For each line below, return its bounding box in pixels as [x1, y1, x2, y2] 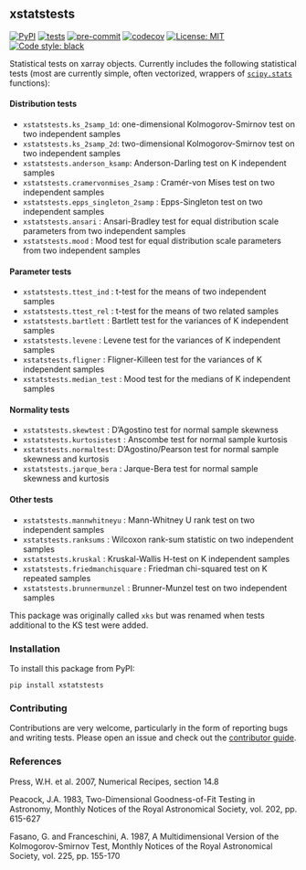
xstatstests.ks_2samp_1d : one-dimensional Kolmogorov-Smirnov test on [22, 119, 295, 130]
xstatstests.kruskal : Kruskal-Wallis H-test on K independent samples [22, 553, 290, 564]
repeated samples [22, 572, 91, 583]
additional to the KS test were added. [9, 620, 149, 631]
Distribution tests [9, 99, 78, 110]
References [9, 755, 62, 768]
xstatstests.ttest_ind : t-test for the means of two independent [22, 286, 267, 297]
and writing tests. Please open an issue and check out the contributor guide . [9, 732, 297, 743]
